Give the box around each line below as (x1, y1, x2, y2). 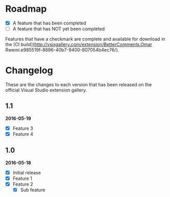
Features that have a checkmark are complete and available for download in (5, 36, 165, 42)
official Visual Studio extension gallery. (5, 87, 87, 93)
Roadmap (5, 3, 47, 15)
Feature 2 (12, 181, 33, 187)
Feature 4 (12, 131, 33, 137)
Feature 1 (12, 175, 32, 181)
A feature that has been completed (12, 20, 87, 26)
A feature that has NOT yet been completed (12, 26, 105, 32)
